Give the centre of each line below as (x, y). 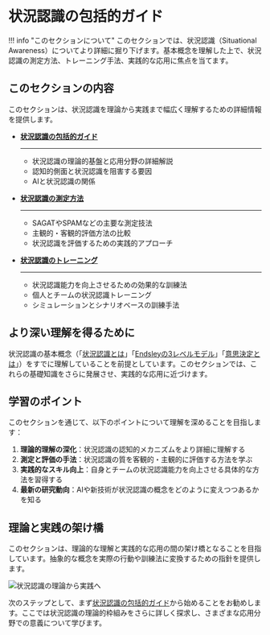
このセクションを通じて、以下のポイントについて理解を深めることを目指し (131, 423)
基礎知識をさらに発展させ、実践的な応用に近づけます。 (121, 373)
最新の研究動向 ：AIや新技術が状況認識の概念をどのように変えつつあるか (139, 490)
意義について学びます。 (68, 623)
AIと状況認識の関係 (64, 181)
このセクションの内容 (61, 88)
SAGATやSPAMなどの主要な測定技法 (92, 223)
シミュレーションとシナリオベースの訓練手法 (106, 305)
